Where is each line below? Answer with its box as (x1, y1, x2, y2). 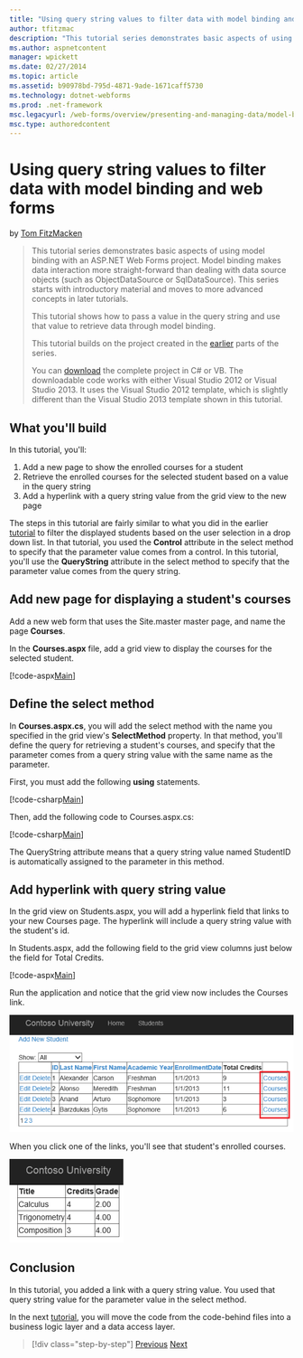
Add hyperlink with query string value (9, 882, 226, 898)
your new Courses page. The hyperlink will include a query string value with (9, 916, 292, 927)
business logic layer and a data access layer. (9, 1321, 176, 1332)
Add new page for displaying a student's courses (9, 592, 291, 608)
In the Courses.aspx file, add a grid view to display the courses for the (9, 643, 272, 654)
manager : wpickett (9, 52, 78, 62)
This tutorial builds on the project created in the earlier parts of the (31, 338, 280, 349)
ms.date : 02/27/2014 (9, 62, 87, 71)
